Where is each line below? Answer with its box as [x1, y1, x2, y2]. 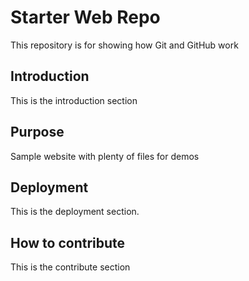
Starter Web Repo [10, 6, 161, 29]
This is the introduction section [10, 94, 138, 106]
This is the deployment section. [10, 206, 140, 218]
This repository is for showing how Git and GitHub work [10, 39, 239, 51]
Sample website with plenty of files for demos [10, 150, 200, 162]
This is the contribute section [10, 261, 131, 273]
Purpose [10, 124, 65, 141]
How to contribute [10, 234, 126, 251]
